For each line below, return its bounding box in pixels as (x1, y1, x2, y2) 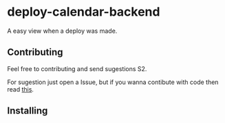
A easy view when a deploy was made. (7, 27, 118, 35)
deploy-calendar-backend (7, 4, 160, 20)
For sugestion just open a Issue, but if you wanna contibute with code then (7, 78, 219, 86)
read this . (7, 85, 34, 93)
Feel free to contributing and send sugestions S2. (7, 64, 147, 72)
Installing (7, 105, 48, 117)
